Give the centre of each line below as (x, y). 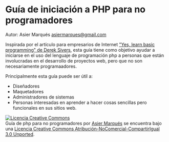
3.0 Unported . (20, 134)
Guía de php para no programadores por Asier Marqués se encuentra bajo (84, 123)
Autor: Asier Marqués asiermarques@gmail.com (56, 34)
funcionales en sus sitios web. (45, 108)
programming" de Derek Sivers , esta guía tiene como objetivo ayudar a (80, 50)
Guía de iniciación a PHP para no (76, 9)
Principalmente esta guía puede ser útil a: (49, 76)
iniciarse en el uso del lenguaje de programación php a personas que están (85, 55)
